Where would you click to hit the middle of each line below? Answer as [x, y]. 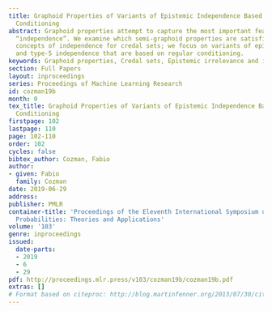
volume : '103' [32, 227]
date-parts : [36, 249]
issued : [21, 242]
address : [23, 196]
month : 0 [23, 99]
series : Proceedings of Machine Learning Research [96, 83]
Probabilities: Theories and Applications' [90, 219]
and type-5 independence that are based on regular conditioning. [130, 53]
